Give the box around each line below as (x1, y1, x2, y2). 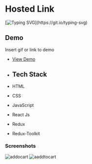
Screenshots (5, 143, 36, 149)
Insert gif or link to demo (5, 46, 55, 52)
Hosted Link (5, 3, 55, 15)
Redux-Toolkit (12, 130, 40, 136)
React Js (12, 111, 30, 118)
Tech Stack (12, 70, 47, 79)
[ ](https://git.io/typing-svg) (5, 20, 88, 25)
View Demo (12, 56, 36, 62)
